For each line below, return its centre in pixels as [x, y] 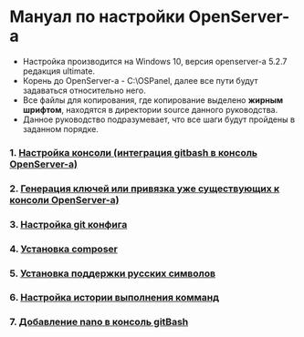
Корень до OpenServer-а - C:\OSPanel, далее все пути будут [140, 80]
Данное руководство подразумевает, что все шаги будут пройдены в [158, 119]
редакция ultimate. [59, 71]
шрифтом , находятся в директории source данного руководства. [150, 109]
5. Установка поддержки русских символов [113, 273]
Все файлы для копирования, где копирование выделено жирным [153, 100]
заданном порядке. [60, 128]
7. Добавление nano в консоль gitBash [99, 322]
